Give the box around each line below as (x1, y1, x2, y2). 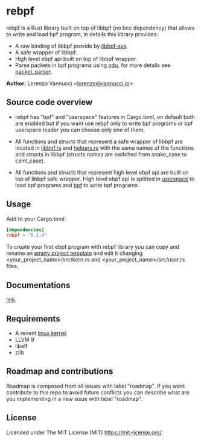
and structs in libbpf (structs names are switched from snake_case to (14, 150, 187, 158)
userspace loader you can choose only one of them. (14, 126, 145, 133)
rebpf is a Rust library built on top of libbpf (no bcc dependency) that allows (6, 24, 195, 31)
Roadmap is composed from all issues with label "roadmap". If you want (6, 382, 185, 389)
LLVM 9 (14, 336, 34, 343)
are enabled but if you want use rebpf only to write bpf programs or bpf (14, 120, 193, 127)
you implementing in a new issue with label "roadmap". (6, 395, 143, 402)
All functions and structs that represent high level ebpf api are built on (14, 168, 189, 176)
